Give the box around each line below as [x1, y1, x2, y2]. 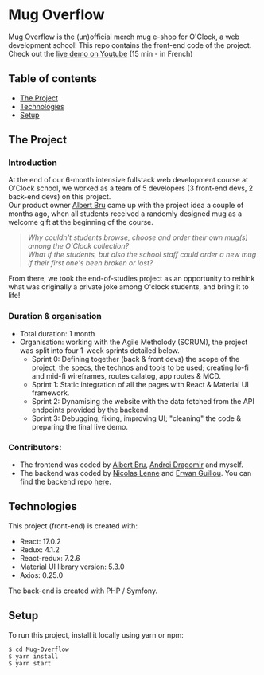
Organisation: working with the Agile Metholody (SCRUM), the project [19, 337, 248, 347]
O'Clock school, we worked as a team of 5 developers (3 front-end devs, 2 [8, 183, 254, 193]
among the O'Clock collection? [27, 241, 130, 251]
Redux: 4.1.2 [19, 544, 60, 555]
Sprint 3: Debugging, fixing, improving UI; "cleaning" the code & [31, 413, 241, 423]
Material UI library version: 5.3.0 [19, 562, 125, 571]
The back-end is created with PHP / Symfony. [8, 586, 157, 595]
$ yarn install [8, 652, 59, 661]
